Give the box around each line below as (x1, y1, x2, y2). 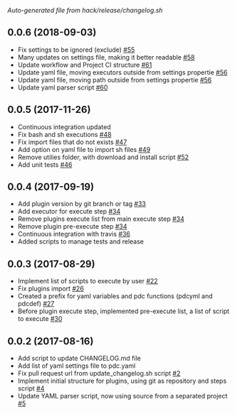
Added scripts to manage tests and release (17, 237, 144, 246)
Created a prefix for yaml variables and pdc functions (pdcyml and (17, 292, 214, 300)
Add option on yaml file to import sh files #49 (17, 145, 151, 153)
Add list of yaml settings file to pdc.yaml (17, 361, 136, 370)
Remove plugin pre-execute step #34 (17, 222, 127, 231)
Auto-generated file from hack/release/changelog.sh (7, 6, 163, 14)
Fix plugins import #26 (17, 284, 84, 293)
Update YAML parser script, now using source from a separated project (17, 392, 228, 401)
